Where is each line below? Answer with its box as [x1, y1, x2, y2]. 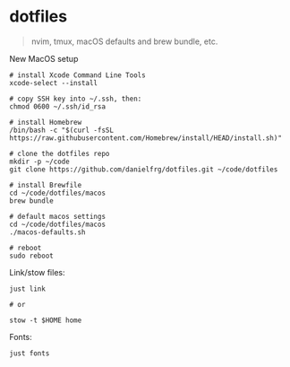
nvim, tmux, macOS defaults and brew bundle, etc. [30, 36, 218, 47]
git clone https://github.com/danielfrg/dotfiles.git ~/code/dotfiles [9, 164, 278, 174]
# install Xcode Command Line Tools [9, 70, 146, 80]
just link [9, 284, 47, 293]
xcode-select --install [9, 78, 98, 87]
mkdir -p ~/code [9, 157, 70, 166]
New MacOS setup [9, 53, 79, 64]
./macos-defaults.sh [9, 227, 87, 237]
